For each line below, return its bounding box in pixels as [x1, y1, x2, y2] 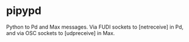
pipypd [6, 4, 41, 17]
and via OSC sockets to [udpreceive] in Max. [6, 29, 116, 36]
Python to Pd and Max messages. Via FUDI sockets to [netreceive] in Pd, [6, 23, 184, 30]
